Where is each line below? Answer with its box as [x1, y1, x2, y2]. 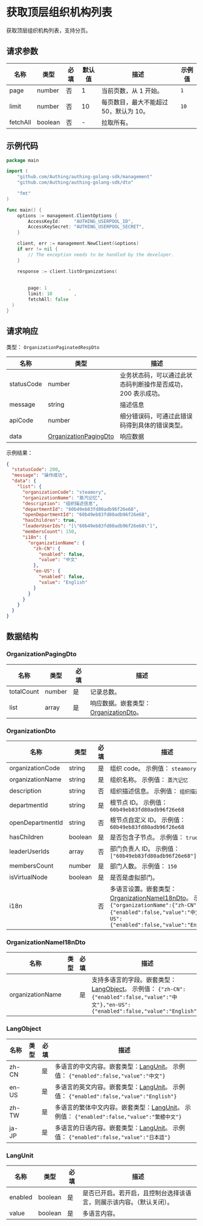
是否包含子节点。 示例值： [109, 833, 184, 841]
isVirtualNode [9, 873, 48, 881]
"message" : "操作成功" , [11, 472, 68, 479]
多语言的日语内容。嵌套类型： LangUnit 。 [54, 1124, 172, 1132]
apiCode [9, 416, 34, 424]
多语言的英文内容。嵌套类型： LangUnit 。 [54, 1082, 172, 1091]
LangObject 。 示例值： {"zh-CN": [91, 985, 186, 993]
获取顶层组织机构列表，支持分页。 [6, 27, 91, 34]
